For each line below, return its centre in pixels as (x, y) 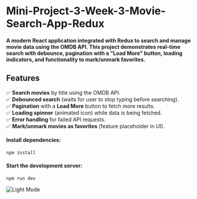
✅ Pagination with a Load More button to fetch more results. (81, 106)
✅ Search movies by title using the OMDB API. (63, 92)
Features (23, 78)
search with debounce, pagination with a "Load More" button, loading (94, 53)
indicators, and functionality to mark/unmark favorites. (76, 59)
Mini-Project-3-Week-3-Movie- (86, 11)
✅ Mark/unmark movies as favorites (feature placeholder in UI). (85, 126)
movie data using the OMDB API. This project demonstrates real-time (93, 46)
